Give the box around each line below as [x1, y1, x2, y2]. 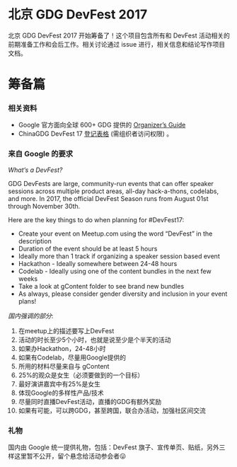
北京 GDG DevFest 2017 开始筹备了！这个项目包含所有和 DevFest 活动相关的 [8, 31, 231, 40]
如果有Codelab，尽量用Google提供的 [18, 353, 127, 362]
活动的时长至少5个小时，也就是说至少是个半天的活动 [18, 335, 172, 344]
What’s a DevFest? [8, 166, 63, 174]
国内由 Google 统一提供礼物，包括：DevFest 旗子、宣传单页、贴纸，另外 [8, 443, 219, 451]
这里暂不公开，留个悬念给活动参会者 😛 [13, 452, 127, 461]
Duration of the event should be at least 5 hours [18, 244, 158, 253]
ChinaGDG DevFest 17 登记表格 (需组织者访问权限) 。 [18, 129, 173, 138]
